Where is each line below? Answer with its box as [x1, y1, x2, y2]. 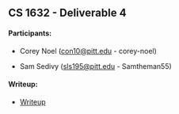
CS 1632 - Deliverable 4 [8, 6, 127, 20]
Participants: [8, 28, 52, 38]
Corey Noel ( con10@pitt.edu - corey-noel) [19, 46, 157, 55]
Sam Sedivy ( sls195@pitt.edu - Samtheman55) [19, 61, 172, 70]
